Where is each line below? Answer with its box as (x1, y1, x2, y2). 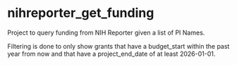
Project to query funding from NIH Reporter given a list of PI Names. (7, 28, 205, 37)
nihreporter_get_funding (7, 5, 154, 21)
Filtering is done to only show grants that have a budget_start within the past (7, 42, 230, 50)
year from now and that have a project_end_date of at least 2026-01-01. (7, 49, 216, 58)
